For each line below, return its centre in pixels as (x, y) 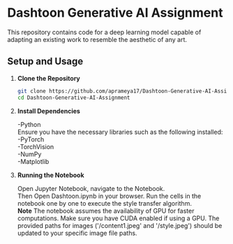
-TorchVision (36, 146)
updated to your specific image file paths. (77, 233)
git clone (32, 91)
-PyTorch (31, 139)
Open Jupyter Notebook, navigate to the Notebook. (91, 188)
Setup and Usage (45, 62)
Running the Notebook (51, 175)
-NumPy (29, 154)
